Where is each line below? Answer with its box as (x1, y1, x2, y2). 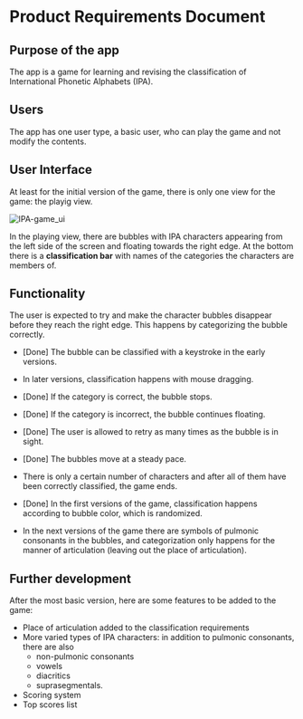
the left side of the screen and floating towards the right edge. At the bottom (9, 240, 294, 251)
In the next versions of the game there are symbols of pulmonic (22, 525, 260, 536)
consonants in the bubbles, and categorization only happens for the (22, 535, 276, 546)
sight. (22, 436, 44, 447)
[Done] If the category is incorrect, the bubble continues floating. (22, 409, 266, 420)
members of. (9, 260, 57, 271)
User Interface (9, 162, 93, 177)
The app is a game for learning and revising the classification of (9, 66, 247, 77)
